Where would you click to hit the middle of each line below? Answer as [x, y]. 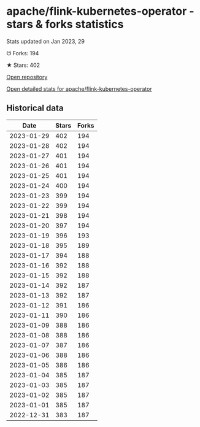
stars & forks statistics [65, 24]
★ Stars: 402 [23, 65]
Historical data [35, 108]
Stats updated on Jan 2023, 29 [45, 41]
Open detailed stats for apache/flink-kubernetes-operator [79, 89]
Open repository [27, 77]
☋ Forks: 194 [23, 53]
